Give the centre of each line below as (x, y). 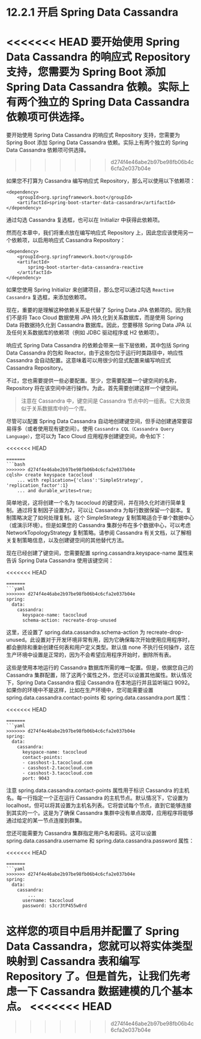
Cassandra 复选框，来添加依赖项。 (48, 297)
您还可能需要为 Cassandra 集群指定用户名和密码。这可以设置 (82, 833)
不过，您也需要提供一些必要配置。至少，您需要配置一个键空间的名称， (93, 381)
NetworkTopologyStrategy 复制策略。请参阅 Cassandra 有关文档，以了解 (96, 533)
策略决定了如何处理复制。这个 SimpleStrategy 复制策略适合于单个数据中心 (103, 518)
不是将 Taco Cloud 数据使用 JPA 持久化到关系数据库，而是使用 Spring (97, 318)
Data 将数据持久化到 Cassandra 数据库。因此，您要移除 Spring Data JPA (96, 325)
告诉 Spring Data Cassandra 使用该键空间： (60, 561)
